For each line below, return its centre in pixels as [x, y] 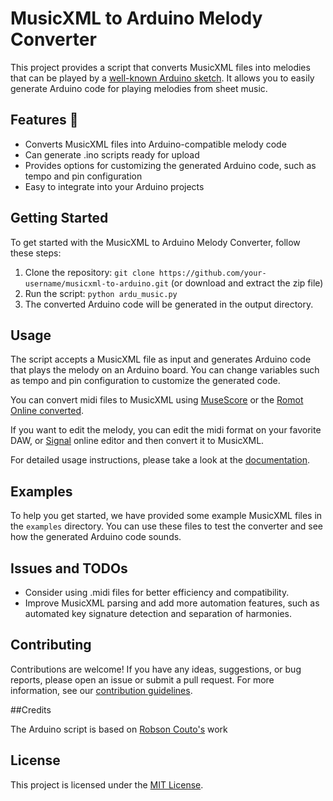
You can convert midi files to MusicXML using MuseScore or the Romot [157, 400]
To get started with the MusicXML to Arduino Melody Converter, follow [155, 242]
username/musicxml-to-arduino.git [96, 283]
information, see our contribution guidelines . [101, 690]
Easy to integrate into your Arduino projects [114, 186]
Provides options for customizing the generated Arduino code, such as [170, 165]
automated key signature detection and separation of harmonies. [158, 613]
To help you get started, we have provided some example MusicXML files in [166, 516]
